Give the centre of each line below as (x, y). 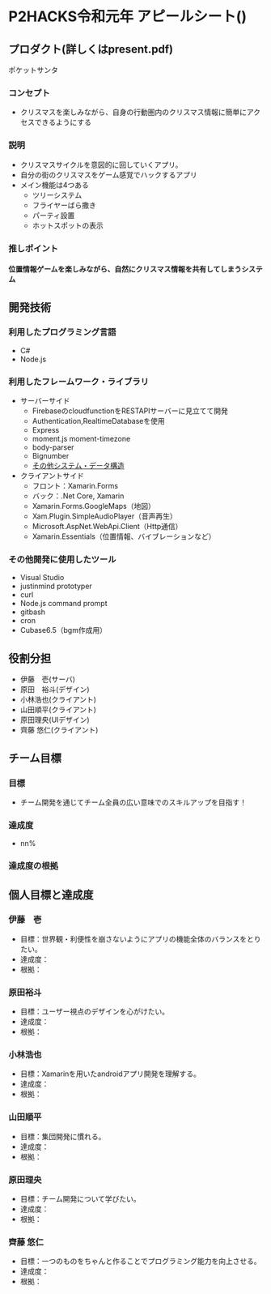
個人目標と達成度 (51, 895)
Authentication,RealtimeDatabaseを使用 (99, 421)
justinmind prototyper (56, 586)
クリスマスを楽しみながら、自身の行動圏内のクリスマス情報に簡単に (133, 112)
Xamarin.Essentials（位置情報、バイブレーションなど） (124, 536)
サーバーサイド (45, 401)
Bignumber (51, 456)
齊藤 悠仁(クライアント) (59, 730)
